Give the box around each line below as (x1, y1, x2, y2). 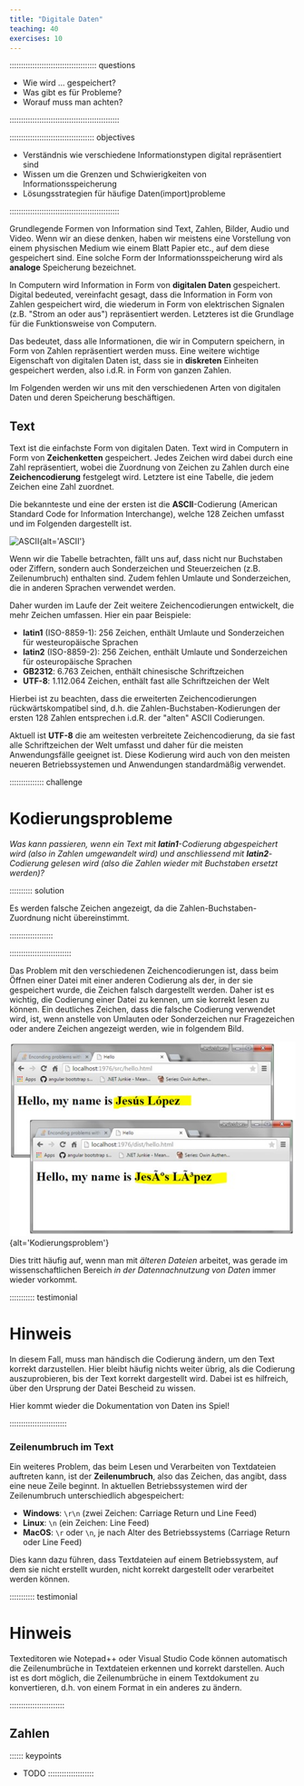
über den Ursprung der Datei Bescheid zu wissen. (9, 1382, 197, 1393)
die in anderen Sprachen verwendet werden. (9, 583, 176, 594)
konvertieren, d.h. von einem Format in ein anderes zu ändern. (9, 1681, 242, 1692)
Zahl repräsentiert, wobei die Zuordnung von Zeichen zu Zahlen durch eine (9, 462, 290, 473)
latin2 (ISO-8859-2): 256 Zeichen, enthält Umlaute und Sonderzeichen (22, 646, 289, 658)
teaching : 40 (9, 24, 59, 34)
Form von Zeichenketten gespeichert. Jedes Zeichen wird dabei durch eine (9, 453, 293, 464)
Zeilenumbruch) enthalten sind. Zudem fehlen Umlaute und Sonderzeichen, (9, 573, 291, 584)
